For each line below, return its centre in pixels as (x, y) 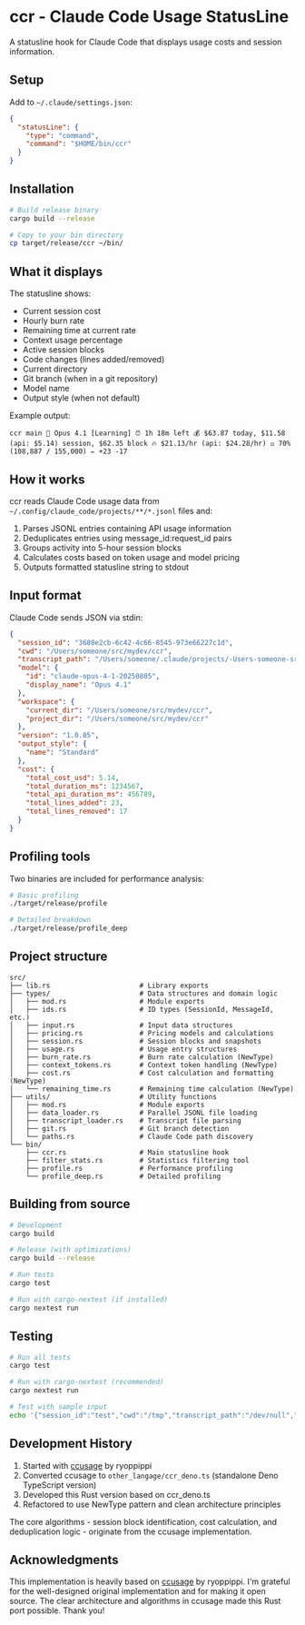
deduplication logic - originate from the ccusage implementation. (131, 1531)
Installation (42, 189)
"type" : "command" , (63, 135)
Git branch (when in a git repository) (90, 379)
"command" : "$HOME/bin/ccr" (79, 144)
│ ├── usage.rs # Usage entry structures (123, 1049)
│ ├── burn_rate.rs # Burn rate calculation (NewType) (142, 1057)
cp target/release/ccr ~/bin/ (67, 243)
